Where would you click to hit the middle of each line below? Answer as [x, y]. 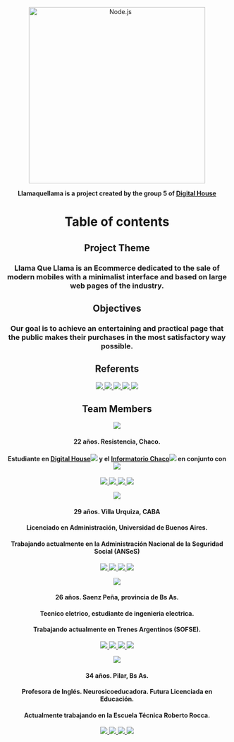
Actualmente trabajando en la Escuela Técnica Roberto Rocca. [117, 715]
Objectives [117, 308]
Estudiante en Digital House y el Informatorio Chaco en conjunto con [117, 458]
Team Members [117, 409]
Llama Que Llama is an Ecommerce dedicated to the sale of [117, 268]
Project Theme [117, 248]
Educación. [117, 699]
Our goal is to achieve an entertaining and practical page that [117, 328]
